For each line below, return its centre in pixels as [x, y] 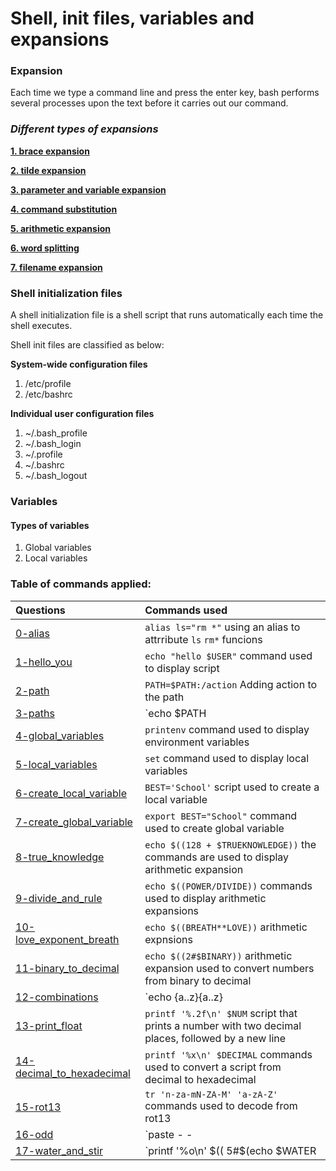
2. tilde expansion [48, 170]
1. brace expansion [50, 151]
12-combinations [57, 997]
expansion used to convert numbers [229, 968]
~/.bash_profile [56, 433]
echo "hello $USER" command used [228, 655]
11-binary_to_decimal [67, 968]
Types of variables [50, 525]
